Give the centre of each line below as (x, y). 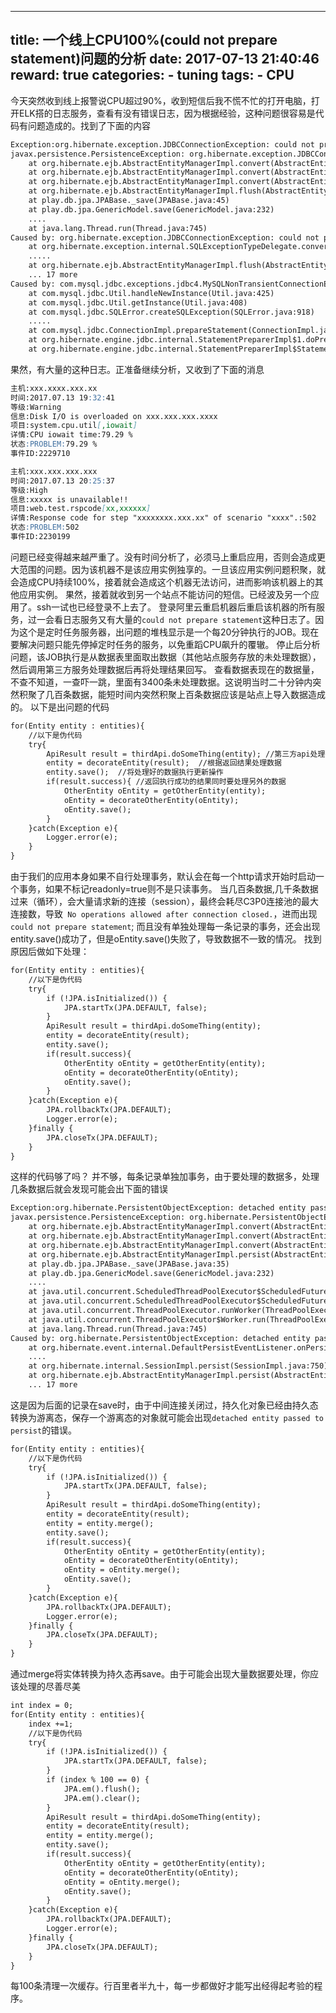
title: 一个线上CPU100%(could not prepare (144, 40)
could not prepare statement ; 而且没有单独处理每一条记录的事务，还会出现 (165, 927)
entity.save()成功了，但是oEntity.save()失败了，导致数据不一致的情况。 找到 (166, 939)
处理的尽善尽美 (49, 1687)
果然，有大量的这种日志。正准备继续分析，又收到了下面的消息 (137, 369)
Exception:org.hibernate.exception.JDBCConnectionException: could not (162, 144)
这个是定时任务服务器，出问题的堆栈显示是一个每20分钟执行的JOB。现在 (169, 632)
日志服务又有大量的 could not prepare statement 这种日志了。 (189, 619)
